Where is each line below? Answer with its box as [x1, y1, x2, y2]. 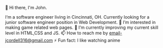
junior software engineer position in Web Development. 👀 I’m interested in [5, 20, 156, 25]
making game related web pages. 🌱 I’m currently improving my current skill [5, 24, 159, 30]
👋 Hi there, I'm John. [5, 5, 47, 10]
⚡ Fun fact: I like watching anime [54, 37, 120, 43]
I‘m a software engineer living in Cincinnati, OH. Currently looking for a [5, 14, 150, 20]
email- [109, 30, 123, 36]
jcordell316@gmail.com [5, 37, 53, 43]
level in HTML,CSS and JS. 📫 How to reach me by [5, 30, 108, 36]
